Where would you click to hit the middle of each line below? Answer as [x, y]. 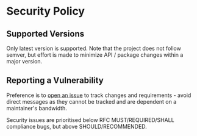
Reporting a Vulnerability [55, 81]
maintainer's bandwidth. [37, 108]
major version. [24, 61]
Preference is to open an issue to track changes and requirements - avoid [99, 95]
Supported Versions [45, 34]
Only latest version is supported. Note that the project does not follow [94, 48]
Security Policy [46, 11]
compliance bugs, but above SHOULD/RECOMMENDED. [77, 126]
